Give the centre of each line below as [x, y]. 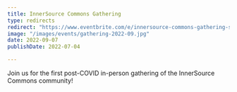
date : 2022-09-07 [33, 40]
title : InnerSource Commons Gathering [64, 14]
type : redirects [31, 21]
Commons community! [40, 81]
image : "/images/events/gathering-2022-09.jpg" [79, 34]
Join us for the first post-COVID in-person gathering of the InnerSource [111, 73]
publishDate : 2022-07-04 [44, 47]
